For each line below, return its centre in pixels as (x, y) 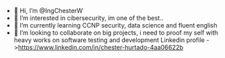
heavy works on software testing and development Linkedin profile (109, 40)
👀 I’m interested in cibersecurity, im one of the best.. (89, 18)
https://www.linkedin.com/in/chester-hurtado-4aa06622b (101, 47)
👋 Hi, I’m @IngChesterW (48, 11)
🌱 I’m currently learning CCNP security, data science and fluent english (115, 25)
